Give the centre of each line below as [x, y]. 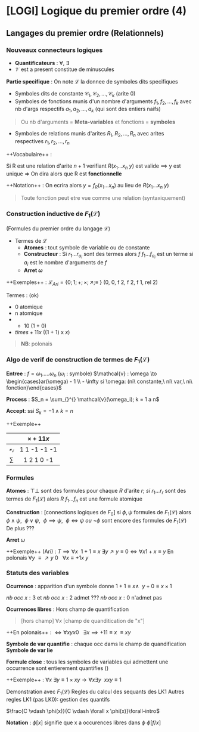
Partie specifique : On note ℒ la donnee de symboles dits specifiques [92, 81]
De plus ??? [20, 528]
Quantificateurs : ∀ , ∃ [42, 63]
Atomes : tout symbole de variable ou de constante [87, 248]
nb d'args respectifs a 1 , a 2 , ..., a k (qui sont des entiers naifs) [88, 110]
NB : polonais [36, 344]
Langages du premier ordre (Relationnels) [85, 33]
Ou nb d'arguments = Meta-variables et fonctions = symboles [98, 122]
